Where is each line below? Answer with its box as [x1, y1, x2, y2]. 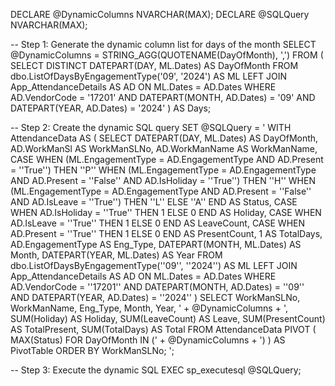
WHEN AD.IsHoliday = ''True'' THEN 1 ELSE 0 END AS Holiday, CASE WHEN [10, 207, 322, 218]
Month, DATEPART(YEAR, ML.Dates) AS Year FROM [10, 249, 223, 261]
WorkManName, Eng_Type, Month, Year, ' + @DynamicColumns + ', [10, 302, 288, 314]
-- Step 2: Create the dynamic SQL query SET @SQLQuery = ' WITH [10, 122, 292, 133]
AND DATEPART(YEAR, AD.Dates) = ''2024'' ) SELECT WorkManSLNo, [10, 292, 301, 303]
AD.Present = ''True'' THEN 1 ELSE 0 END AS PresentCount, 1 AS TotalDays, [10, 228, 323, 239]
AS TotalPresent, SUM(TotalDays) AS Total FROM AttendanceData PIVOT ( [10, 324, 317, 335]
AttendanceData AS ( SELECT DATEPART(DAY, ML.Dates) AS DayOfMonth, [10, 132, 319, 144]
